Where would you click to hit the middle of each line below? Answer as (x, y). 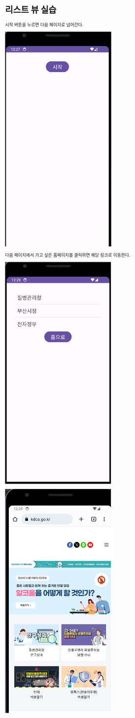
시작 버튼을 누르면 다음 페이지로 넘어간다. (44, 24)
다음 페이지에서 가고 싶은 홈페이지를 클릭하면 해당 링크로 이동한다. (68, 255)
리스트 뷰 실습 (31, 10)
